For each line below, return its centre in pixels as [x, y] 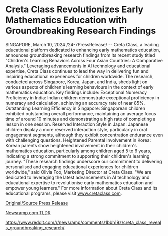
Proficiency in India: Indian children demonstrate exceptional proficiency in [82, 97]
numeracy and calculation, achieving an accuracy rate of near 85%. [75, 103]
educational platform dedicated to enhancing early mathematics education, [83, 50]
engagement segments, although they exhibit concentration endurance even [84, 135]
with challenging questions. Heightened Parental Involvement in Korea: [78, 140]
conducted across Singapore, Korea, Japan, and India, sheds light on [76, 82]
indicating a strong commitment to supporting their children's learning [77, 156]
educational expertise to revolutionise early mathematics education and [79, 183]
